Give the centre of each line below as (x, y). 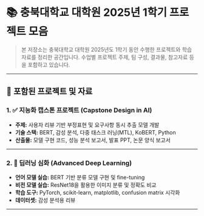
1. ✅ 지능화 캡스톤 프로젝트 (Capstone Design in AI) (79, 110)
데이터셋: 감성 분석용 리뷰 (45, 200)
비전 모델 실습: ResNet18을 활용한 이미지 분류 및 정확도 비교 (86, 185)
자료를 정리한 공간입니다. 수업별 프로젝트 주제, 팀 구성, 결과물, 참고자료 (104, 57)
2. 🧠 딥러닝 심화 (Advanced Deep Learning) (69, 163)
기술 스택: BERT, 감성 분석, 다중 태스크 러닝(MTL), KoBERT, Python (95, 132)
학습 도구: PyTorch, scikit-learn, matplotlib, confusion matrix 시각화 (97, 192)
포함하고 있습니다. (49, 64)
